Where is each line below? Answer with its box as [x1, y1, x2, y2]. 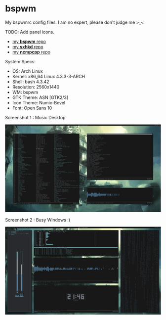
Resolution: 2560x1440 [12, 84, 60, 90]
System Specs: [5, 58, 36, 64]
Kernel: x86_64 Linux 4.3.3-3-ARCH [12, 73, 85, 79]
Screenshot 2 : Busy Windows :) [5, 217, 71, 223]
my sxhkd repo [12, 44, 43, 49]
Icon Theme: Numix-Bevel [12, 99, 66, 105]
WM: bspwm [12, 89, 39, 95]
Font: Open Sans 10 [12, 105, 52, 111]
